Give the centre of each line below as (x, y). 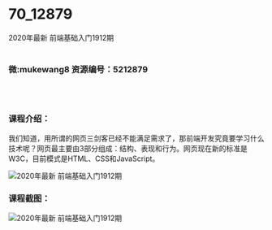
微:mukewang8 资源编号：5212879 (78, 69)
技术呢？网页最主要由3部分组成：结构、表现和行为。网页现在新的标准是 (128, 148)
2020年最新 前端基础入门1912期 (61, 37)
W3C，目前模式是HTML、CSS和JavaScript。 (84, 158)
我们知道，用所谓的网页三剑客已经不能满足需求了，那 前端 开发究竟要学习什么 (136, 138)
